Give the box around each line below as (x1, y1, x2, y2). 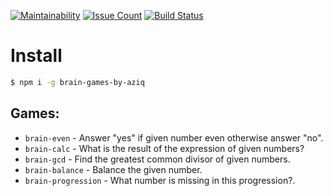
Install (10, 45, 63, 67)
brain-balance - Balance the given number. (24, 163, 203, 175)
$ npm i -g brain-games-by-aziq (10, 77, 145, 87)
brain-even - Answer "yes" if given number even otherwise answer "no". (24, 131, 324, 144)
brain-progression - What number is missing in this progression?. (24, 174, 296, 186)
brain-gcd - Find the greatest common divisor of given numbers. (24, 153, 291, 165)
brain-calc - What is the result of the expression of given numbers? (24, 142, 305, 154)
